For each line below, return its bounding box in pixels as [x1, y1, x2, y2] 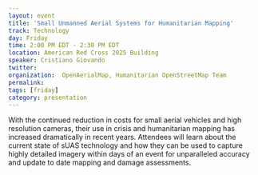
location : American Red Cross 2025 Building [8, 49, 159, 57]
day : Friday [8, 34, 48, 42]
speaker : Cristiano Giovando [8, 57, 105, 65]
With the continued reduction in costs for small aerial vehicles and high [8, 115, 242, 125]
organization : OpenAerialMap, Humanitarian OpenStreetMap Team [8, 71, 227, 79]
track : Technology [8, 26, 69, 34]
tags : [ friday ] [8, 86, 59, 94]
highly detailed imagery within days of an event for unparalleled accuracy [8, 149, 250, 159]
